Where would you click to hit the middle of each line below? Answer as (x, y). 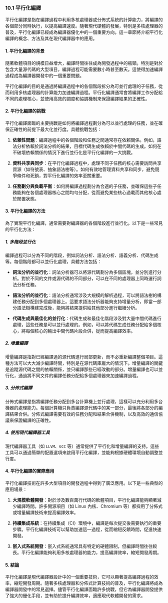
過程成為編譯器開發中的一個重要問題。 (44, 75)
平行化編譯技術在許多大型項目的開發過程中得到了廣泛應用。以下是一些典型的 (84, 483)
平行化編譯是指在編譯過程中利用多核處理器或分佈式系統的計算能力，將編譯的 (84, 20)
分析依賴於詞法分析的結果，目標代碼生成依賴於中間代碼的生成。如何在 (89, 146)
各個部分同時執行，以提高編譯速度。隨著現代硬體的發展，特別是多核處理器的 (84, 26)
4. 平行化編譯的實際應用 (30, 471)
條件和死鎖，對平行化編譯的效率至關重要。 (61, 175)
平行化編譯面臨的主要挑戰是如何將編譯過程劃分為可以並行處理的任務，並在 (82, 123)
